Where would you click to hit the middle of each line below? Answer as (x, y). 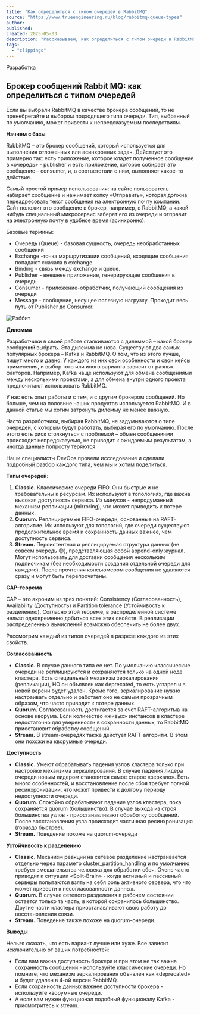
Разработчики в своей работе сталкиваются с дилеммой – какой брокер (99, 341)
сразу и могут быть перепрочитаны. (61, 576)
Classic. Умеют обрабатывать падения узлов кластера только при (99, 764)
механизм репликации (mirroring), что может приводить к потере (98, 506)
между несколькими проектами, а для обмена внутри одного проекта (96, 379)
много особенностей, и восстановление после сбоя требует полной (102, 783)
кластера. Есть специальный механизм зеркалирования (87, 678)
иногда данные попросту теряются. (51, 446)
